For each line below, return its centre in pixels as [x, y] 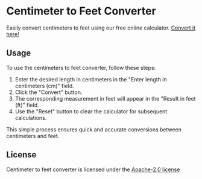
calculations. [31, 118]
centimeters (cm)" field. [44, 86]
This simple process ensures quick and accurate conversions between [94, 129]
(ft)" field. [27, 105]
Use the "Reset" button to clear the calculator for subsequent [91, 111]
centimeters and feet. [33, 136]
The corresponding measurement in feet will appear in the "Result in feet [105, 98]
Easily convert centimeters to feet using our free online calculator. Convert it [101, 28]
